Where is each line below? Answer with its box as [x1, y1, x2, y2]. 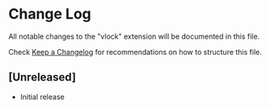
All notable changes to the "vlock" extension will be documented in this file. [8, 31, 260, 41]
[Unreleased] [8, 70, 77, 85]
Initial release [19, 92, 65, 102]
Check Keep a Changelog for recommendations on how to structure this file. [8, 47, 263, 56]
